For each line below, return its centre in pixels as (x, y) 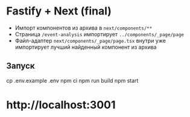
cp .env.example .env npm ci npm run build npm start (72, 80)
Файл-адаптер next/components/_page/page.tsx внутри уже (90, 40)
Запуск (21, 66)
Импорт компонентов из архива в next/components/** (84, 28)
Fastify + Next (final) (59, 11)
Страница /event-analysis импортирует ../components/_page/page (99, 34)
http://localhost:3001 (61, 105)
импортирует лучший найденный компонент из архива (86, 47)
